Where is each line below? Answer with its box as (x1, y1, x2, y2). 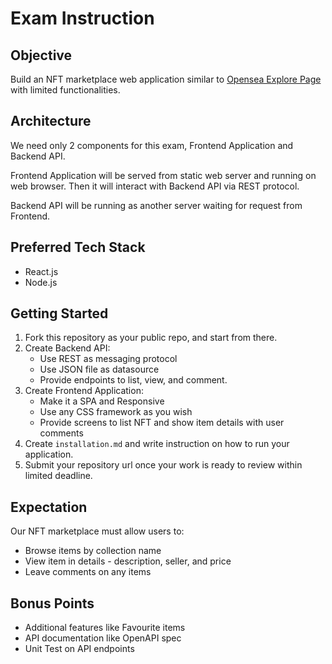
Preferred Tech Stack (10, 239, 146, 256)
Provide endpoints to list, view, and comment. (39, 374, 228, 386)
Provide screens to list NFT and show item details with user (39, 417, 285, 429)
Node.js (24, 276, 58, 288)
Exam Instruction (10, 7, 155, 30)
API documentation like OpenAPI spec (24, 632, 182, 644)
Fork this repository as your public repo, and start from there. (24, 332, 278, 344)
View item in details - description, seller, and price (24, 555, 232, 567)
